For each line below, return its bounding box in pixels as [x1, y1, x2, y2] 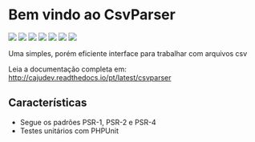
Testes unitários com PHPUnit [19, 126, 119, 136]
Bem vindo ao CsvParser [8, 6, 176, 24]
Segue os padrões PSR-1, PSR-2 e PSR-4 [19, 117, 156, 127]
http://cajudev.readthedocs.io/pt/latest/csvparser [8, 72, 172, 82]
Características [8, 96, 87, 110]
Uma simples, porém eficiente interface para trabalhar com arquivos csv [8, 48, 248, 58]
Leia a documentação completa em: [8, 64, 127, 74]
